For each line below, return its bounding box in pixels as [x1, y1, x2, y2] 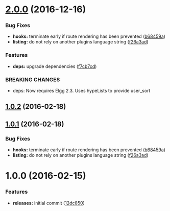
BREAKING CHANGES [5, 76, 60, 83]
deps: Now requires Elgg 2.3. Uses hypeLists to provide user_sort [12, 88, 151, 94]
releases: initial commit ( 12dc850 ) [12, 200, 85, 206]
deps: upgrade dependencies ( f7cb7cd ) [12, 63, 97, 69]
